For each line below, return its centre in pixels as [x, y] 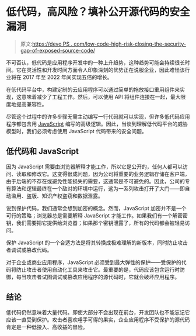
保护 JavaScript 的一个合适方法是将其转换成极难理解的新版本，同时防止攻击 [97, 243]
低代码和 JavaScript [43, 152]
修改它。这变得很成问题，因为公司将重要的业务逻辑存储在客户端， [111, 174]
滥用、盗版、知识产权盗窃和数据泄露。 [57, 196]
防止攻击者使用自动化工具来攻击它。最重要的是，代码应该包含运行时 [98, 269]
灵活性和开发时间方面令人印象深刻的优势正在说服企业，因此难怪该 [105, 70]
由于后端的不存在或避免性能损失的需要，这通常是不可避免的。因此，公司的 [95, 181]
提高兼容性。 [32, 104]
